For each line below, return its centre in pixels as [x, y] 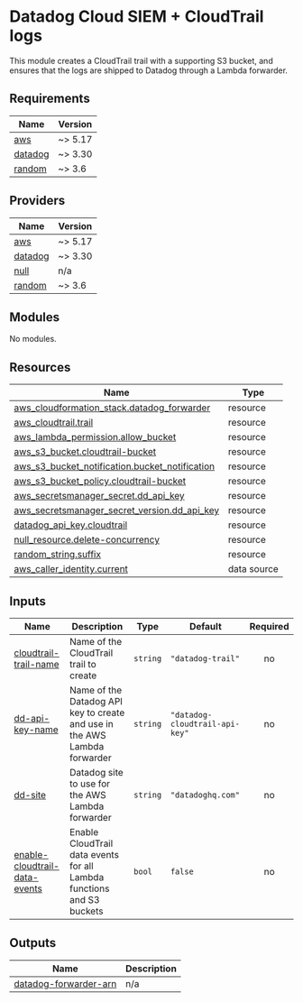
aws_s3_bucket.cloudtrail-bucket [85, 452]
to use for [90, 784]
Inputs [28, 601]
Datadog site [96, 772]
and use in [92, 724]
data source [254, 569]
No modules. [33, 339]
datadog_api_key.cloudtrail [71, 525]
